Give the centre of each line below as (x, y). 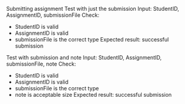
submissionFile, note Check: (41, 64)
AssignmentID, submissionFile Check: (53, 15)
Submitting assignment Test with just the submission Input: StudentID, (92, 9)
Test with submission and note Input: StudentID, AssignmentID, (84, 57)
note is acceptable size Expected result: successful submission (93, 95)
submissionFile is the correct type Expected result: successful (92, 39)
